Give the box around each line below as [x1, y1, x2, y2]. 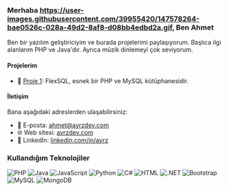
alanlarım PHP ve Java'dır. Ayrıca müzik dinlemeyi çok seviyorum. [7, 45, 194, 54]
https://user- [39, 5, 84, 15]
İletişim [7, 92, 29, 101]
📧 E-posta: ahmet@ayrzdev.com [17, 121, 110, 129]
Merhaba [7, 5, 39, 15]
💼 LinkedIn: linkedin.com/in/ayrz [17, 136, 109, 144]
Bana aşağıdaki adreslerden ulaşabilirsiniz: [7, 107, 128, 115]
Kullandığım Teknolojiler [7, 153, 90, 163]
